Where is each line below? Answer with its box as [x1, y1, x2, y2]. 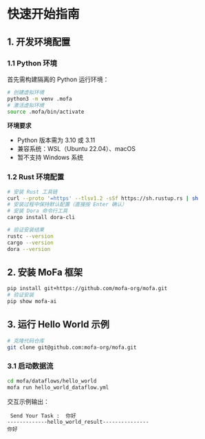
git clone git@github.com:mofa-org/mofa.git [7, 344, 137, 351]
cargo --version [7, 239, 54, 246]
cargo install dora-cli [7, 214, 76, 221]
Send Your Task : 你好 [10, 412, 76, 419]
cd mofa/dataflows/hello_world [7, 377, 97, 385]
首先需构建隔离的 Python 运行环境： [7, 75, 109, 83]
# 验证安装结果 [7, 227, 45, 234]
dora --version [7, 245, 51, 252]
